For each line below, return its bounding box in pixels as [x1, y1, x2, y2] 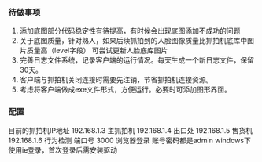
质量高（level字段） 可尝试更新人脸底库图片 [26, 45, 168, 56]
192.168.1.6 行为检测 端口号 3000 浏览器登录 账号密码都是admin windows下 [8, 135, 252, 145]
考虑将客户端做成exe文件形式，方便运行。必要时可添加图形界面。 [19, 85, 232, 95]
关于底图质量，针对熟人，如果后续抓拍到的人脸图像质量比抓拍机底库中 [19, 36, 248, 45]
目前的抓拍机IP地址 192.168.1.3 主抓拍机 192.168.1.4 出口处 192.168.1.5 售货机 [8, 125, 253, 135]
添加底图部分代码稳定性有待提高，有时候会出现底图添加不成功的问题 [19, 26, 241, 36]
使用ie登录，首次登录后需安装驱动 [8, 145, 118, 154]
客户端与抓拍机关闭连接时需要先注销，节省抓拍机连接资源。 [19, 75, 213, 85]
